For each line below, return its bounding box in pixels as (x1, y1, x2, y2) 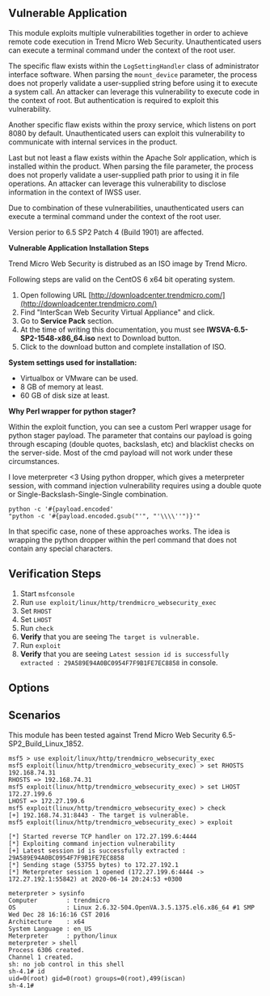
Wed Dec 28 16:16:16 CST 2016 (8, 910, 111, 919)
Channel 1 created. (8, 953, 74, 961)
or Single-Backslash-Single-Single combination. (8, 489, 168, 499)
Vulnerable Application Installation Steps (8, 243, 150, 252)
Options (8, 681, 50, 695)
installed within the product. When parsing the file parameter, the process (8, 161, 254, 171)
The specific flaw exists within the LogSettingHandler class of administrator (8, 61, 259, 71)
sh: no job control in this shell (8, 960, 125, 968)
